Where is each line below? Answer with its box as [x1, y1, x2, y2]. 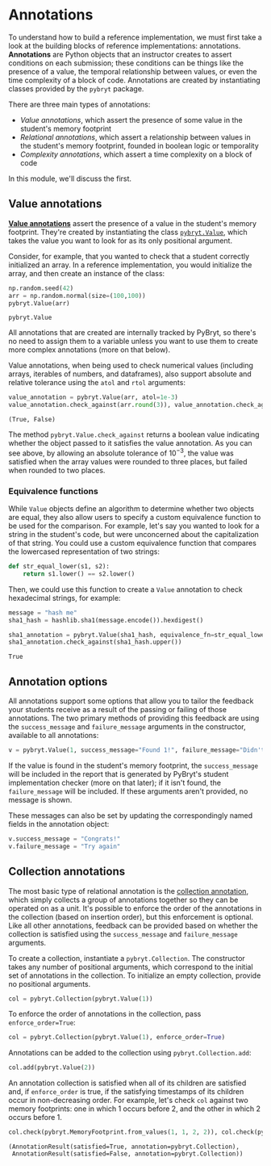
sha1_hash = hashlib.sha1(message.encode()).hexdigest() [8, 616, 204, 624]
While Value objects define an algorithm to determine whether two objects [8, 504, 255, 514]
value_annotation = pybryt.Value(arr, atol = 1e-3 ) [8, 393, 179, 401]
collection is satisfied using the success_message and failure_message [8, 929, 238, 938]
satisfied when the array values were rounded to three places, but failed [8, 456, 248, 466]
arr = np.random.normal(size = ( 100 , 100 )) [8, 291, 147, 300]
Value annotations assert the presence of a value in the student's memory [8, 218, 256, 228]
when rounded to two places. [8, 465, 106, 475]
